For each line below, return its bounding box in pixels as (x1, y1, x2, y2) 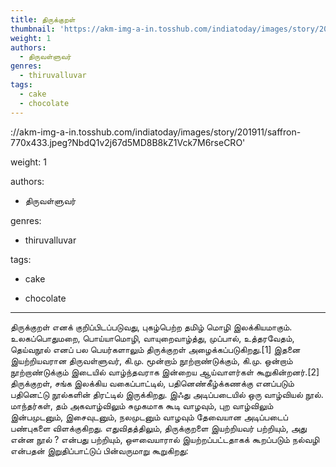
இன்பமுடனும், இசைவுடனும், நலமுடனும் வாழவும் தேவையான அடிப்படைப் (10, 411, 288, 423)
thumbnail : (10, 24, 56, 34)
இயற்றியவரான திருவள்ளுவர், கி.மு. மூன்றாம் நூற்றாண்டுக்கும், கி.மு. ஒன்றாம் (10, 354, 293, 366)
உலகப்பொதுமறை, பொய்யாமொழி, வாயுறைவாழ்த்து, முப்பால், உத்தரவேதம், (10, 332, 295, 344)
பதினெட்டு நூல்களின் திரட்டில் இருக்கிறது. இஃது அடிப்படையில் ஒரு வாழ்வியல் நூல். (10, 388, 324, 400)
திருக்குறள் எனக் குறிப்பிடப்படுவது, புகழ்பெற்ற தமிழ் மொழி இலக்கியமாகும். (10, 321, 293, 333)
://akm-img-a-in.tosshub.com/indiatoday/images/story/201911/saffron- (10, 126, 302, 138)
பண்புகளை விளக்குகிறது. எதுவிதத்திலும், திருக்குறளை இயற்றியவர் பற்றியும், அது (10, 422, 307, 434)
